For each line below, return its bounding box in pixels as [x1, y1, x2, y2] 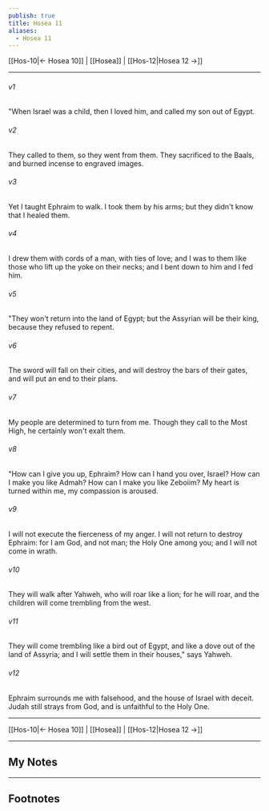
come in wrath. [8, 546, 58, 556]
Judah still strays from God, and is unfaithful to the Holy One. [8, 701, 211, 711]
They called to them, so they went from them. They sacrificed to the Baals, [8, 150, 255, 160]
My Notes [8, 756, 58, 769]
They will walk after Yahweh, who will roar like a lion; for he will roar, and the [8, 590, 260, 599]
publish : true [8, 11, 56, 20]
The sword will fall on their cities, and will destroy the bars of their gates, [8, 366, 248, 375]
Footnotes [8, 792, 60, 805]
